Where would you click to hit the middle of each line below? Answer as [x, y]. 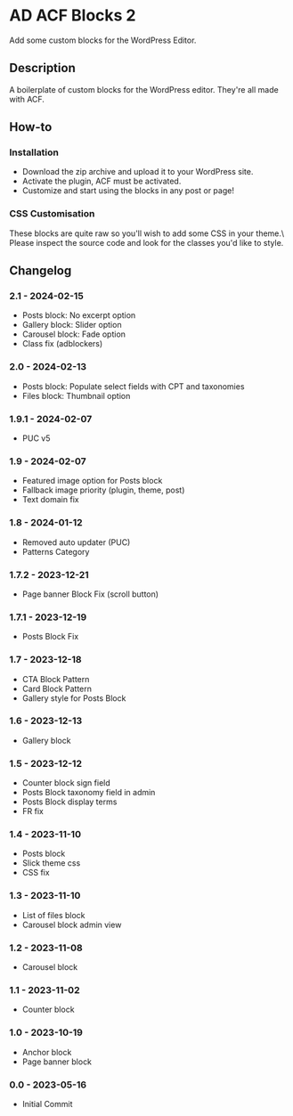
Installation [34, 152]
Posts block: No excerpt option [79, 315]
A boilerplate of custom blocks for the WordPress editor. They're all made [144, 89]
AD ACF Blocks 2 [73, 16]
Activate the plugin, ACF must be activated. [102, 181]
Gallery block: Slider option [72, 325]
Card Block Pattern [57, 688]
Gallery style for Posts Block [74, 698]
